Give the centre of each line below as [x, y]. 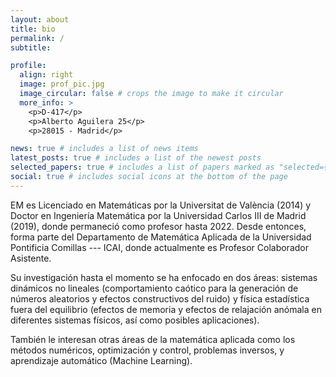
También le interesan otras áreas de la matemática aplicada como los [153, 339]
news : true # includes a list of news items [104, 149]
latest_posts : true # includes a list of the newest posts [136, 158]
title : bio [33, 29]
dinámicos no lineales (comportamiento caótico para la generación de [154, 288]
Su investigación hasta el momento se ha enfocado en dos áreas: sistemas [164, 277]
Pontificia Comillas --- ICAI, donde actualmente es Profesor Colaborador [159, 247]
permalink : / [37, 38]
